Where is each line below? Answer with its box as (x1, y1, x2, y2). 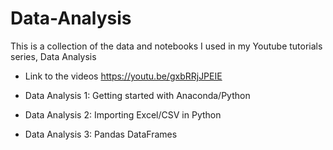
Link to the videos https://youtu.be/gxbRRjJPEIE (24, 70, 223, 82)
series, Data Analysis (10, 50, 97, 62)
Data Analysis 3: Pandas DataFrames (24, 128, 178, 140)
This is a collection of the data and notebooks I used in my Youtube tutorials (10, 40, 323, 52)
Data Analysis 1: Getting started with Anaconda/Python (24, 89, 251, 101)
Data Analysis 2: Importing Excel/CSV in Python (24, 108, 222, 121)
